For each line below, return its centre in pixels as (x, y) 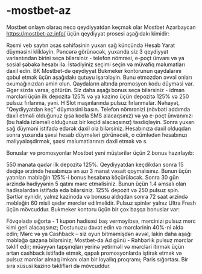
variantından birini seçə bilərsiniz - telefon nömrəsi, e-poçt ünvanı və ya (96, 58)
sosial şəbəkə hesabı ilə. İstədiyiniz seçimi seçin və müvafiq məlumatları (96, 64)
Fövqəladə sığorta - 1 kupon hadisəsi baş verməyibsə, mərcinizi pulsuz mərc (101, 221)
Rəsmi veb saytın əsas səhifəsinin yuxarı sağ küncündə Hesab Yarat (91, 45)
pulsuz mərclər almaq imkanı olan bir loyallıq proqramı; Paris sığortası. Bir (97, 259)
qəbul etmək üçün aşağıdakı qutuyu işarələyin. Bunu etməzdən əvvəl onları (99, 77)
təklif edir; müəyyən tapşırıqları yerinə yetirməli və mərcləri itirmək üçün (95, 246)
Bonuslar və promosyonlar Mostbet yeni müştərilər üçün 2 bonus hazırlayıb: (100, 153)
